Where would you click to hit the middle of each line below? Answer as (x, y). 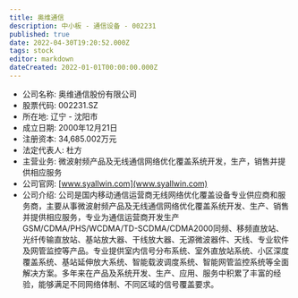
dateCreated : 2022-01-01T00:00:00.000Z (84, 68)
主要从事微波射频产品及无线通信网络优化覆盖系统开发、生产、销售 (167, 206)
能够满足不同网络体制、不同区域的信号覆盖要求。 (128, 284)
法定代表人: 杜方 (52, 149)
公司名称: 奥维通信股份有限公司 (79, 94)
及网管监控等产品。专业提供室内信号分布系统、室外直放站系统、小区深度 (155, 251)
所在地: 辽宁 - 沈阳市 (60, 116)
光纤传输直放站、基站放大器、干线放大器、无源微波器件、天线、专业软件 (155, 239)
